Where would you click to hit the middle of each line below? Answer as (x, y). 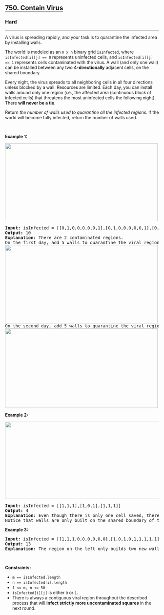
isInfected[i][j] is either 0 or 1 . (45, 593)
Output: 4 (17, 510)
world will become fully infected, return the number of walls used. (71, 117)
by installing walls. (24, 42)
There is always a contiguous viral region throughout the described (80, 597)
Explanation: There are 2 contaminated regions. (64, 237)
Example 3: (17, 530)
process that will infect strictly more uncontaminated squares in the (82, 603)
